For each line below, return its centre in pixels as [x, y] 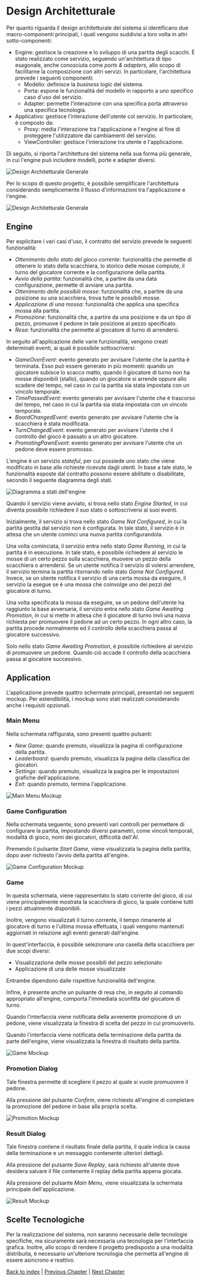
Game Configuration [37, 811]
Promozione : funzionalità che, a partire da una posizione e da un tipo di [103, 317]
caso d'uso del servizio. [53, 97]
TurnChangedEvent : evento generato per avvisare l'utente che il [94, 430]
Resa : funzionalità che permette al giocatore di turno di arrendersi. [97, 330]
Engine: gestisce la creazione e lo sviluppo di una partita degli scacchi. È [105, 52]
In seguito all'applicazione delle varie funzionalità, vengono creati [87, 341]
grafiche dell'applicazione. [48, 777]
